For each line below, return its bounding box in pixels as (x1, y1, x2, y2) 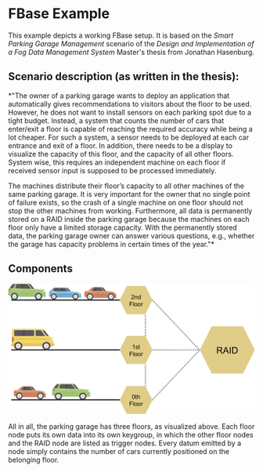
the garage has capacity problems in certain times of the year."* (8, 239, 215, 249)
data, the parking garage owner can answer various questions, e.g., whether (8, 231, 255, 240)
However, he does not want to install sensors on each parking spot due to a (8, 107, 252, 117)
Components (8, 262, 73, 275)
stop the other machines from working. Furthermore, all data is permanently (8, 205, 253, 216)
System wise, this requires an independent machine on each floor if (8, 158, 226, 167)
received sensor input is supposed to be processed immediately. (8, 165, 217, 175)
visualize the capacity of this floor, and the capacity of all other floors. (8, 149, 234, 158)
